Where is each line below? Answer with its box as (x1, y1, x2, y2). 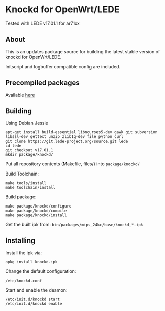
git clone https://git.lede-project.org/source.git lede (5, 139, 128, 144)
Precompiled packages (5, 79, 80, 87)
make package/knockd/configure (5, 204, 72, 209)
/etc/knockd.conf (5, 278, 42, 284)
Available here (5, 92, 35, 98)
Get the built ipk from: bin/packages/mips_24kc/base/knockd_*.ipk (5, 222, 143, 228)
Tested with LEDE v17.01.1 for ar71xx (5, 20, 80, 26)
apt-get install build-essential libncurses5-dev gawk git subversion (5, 130, 158, 135)
